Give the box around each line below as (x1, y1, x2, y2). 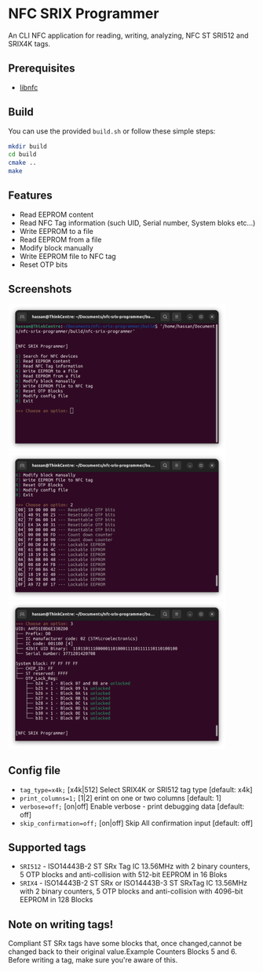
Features (8, 189, 53, 203)
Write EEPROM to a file (19, 226, 94, 236)
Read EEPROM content (19, 210, 94, 219)
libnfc (19, 82, 38, 92)
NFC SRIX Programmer (8, 5, 159, 23)
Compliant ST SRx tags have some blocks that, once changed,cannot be (8, 939, 242, 948)
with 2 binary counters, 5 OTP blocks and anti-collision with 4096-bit (19, 886, 243, 896)
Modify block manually (19, 243, 94, 252)
